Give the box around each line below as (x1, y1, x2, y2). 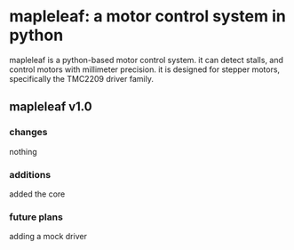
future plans (9, 211, 64, 223)
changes (9, 126, 48, 139)
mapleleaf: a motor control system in (9, 6, 286, 27)
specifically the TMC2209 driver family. (9, 73, 154, 84)
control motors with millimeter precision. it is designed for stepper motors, (9, 64, 281, 75)
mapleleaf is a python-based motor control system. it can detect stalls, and (9, 54, 284, 65)
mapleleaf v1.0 (9, 100, 92, 115)
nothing (9, 146, 37, 157)
